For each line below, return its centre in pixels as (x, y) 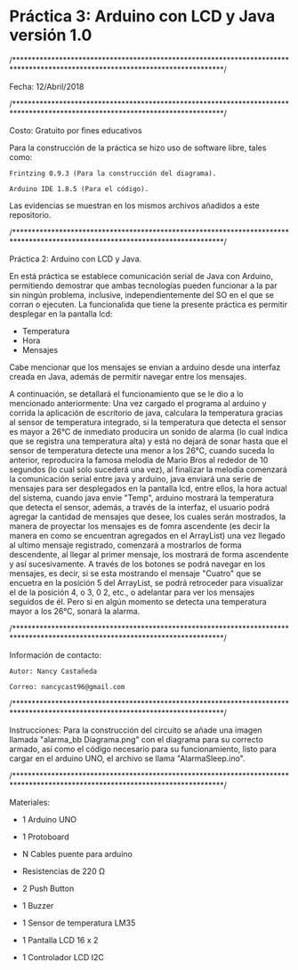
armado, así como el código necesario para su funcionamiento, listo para (143, 749)
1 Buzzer (38, 905)
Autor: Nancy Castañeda (53, 671)
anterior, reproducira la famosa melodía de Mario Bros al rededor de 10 (139, 460)
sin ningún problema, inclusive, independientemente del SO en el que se (141, 294)
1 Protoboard (45, 837)
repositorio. (30, 214)
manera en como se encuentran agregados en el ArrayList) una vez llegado (148, 535)
